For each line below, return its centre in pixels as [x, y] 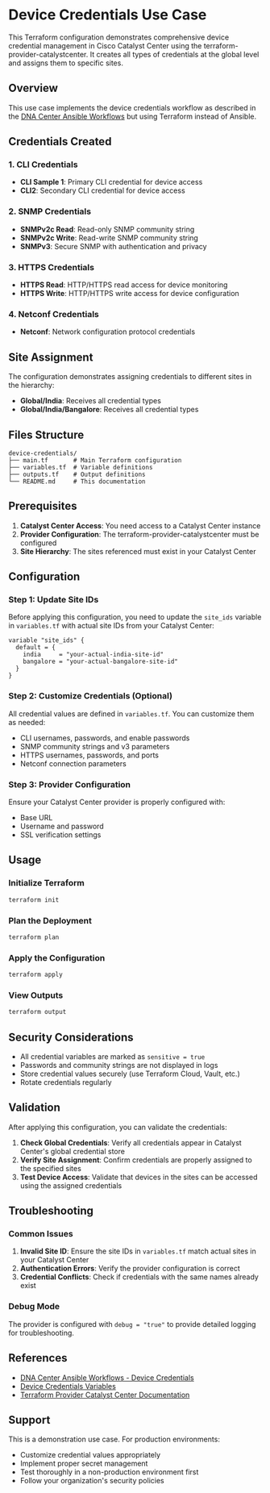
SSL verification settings [60, 835]
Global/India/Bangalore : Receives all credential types [109, 410]
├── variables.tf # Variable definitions [81, 467]
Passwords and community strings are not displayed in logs [119, 1065]
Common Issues [41, 1234]
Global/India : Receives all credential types [90, 401]
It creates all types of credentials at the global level [174, 54]
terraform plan [34, 937]
